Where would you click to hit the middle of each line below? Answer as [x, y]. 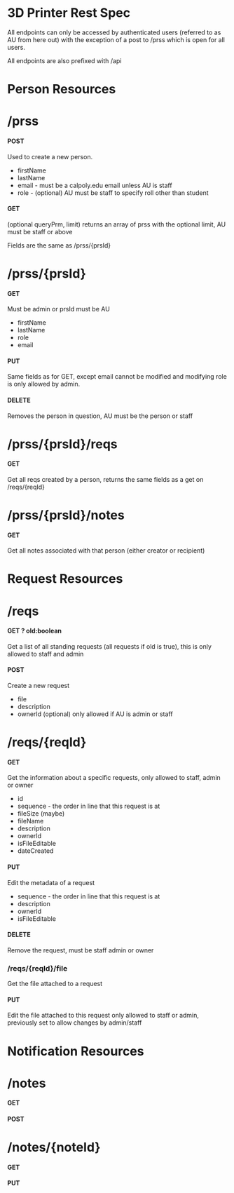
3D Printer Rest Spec [69, 13]
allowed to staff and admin [46, 654]
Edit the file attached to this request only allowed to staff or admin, [103, 1016]
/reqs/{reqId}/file [37, 968]
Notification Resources [76, 1051]
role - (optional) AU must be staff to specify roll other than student [113, 193]
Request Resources [65, 579]
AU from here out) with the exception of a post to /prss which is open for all [116, 39]
